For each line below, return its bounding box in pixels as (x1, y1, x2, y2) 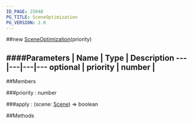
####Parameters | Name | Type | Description (6, 53, 175, 63)
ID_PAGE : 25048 (6, 8, 44, 15)
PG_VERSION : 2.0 (6, 19, 46, 25)
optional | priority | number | (49, 62, 155, 72)
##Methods (6, 112, 34, 119)
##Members (6, 78, 37, 85)
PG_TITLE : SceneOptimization (6, 14, 78, 20)
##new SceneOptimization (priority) (6, 36, 92, 43)
